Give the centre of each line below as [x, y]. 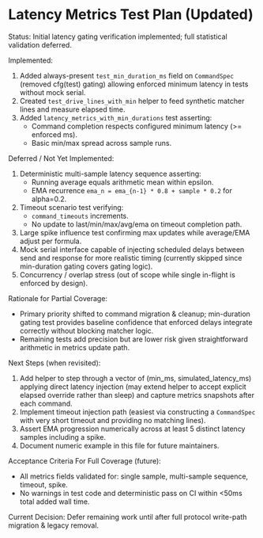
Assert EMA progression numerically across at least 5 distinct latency [132, 429]
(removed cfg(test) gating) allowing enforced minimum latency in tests [134, 84]
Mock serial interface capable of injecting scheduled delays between [132, 249]
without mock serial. [53, 92]
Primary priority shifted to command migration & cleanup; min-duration [135, 314]
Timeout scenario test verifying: [71, 207]
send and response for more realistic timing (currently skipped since [131, 258]
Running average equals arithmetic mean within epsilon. [122, 182]
